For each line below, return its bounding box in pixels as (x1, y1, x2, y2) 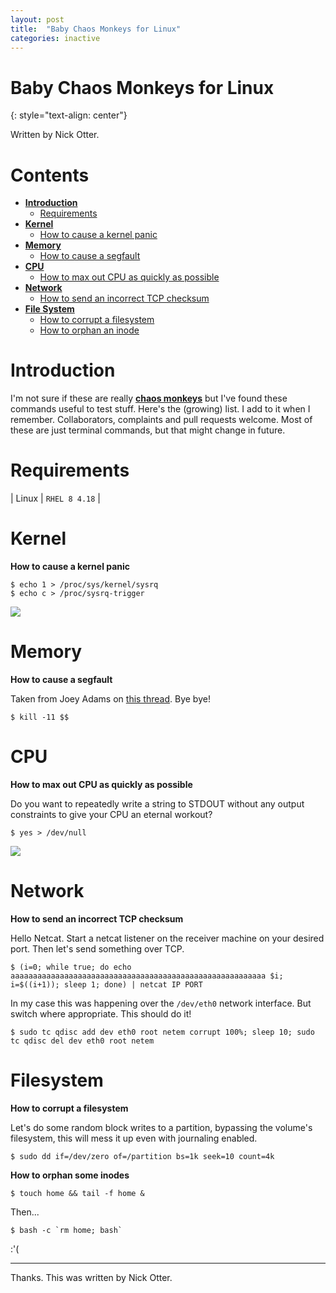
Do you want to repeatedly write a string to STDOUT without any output (10, 797, 305, 810)
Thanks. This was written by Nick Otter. (10, 1271, 173, 1283)
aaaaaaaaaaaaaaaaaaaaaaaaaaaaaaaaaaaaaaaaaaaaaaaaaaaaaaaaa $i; (10, 971, 284, 981)
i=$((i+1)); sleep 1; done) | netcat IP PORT (10, 979, 203, 990)
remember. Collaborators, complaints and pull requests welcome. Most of (10, 414, 313, 426)
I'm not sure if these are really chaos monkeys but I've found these (10, 392, 288, 405)
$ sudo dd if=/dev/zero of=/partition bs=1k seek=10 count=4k (10, 1151, 275, 1161)
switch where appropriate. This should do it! (10, 1007, 192, 1020)
